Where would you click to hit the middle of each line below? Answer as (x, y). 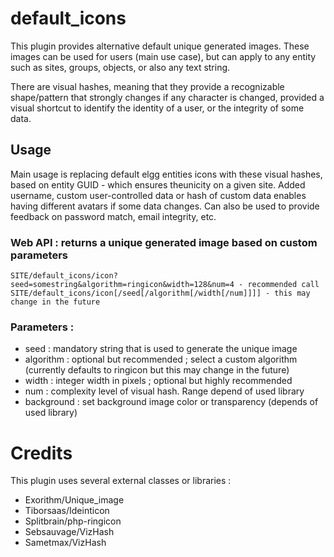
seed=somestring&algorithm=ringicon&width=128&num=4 (122, 285)
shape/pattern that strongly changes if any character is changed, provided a (167, 97)
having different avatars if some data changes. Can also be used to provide (165, 206)
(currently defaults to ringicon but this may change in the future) (157, 370)
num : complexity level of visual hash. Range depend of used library (164, 391)
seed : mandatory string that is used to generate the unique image (161, 349)
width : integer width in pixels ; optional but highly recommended (158, 381)
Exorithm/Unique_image (74, 500)
